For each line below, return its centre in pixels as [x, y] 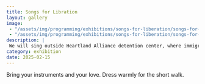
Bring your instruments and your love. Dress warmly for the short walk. [95, 74]
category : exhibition [34, 52]
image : [15, 23]
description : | [26, 40]
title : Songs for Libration [42, 12]
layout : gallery [27, 18]
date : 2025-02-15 [28, 57]
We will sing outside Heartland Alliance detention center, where [95, 46]
